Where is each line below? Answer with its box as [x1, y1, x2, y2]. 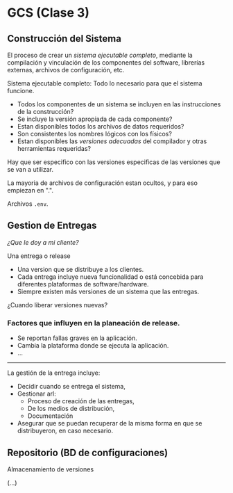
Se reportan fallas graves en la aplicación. [17, 334, 137, 342]
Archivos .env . [7, 200, 49, 208]
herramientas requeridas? [17, 145, 92, 152]
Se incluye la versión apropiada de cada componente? [17, 115, 173, 123]
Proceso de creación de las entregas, [27, 397, 135, 405]
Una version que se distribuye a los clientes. [17, 265, 144, 273]
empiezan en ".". [7, 186, 54, 194]
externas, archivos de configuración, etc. [7, 66, 125, 74]
